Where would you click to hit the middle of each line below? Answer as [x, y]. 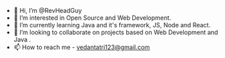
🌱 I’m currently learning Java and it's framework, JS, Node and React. [112, 25]
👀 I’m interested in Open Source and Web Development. [92, 18]
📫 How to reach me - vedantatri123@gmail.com [82, 47]
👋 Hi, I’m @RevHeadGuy [48, 11]
